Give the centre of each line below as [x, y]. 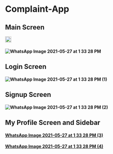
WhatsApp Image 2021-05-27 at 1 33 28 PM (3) [54, 135]
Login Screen [26, 67]
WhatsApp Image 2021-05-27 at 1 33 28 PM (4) [54, 147]
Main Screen [25, 27]
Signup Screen [28, 94]
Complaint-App [37, 9]
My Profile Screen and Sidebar [53, 122]
